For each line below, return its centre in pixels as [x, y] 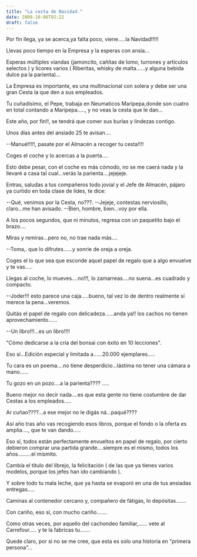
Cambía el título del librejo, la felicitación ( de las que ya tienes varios [90, 466]
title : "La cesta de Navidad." [44, 11]
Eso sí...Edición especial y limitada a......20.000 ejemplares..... [81, 354]
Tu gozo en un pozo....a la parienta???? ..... [58, 383]
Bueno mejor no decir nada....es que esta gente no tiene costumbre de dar [96, 395]
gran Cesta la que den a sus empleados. [55, 93]
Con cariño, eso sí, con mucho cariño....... [57, 512]
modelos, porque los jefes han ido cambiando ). [64, 472]
